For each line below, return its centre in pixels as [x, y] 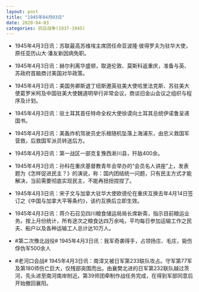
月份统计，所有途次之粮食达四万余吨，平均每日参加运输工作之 [111, 221]
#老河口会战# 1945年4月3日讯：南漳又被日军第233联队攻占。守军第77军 [103, 261]
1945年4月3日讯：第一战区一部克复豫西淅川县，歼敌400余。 [89, 153]
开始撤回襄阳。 [33, 283]
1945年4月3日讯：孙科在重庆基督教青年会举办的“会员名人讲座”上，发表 [102, 166]
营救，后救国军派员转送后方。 [51, 141]
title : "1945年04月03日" [36, 17]
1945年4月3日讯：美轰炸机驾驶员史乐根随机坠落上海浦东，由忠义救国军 [102, 134]
